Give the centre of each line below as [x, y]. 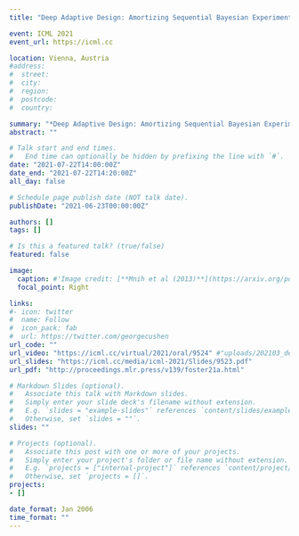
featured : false [39, 255]
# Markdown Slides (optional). [67, 386]
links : [21, 303]
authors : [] [31, 222]
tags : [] [25, 230]
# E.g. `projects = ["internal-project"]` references [115, 468]
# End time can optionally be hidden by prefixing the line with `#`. [147, 157]
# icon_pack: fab [43, 328]
